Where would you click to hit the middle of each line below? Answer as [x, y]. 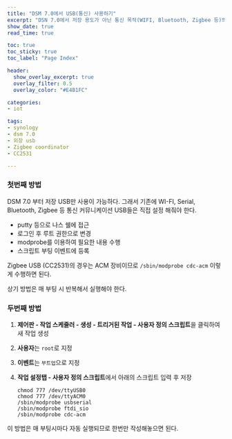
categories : [24, 102]
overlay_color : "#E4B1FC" [51, 90]
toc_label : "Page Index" [43, 58]
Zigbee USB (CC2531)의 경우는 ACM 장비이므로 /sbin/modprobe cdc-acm [108, 265]
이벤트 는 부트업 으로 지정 [48, 362]
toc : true [21, 46]
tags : [15, 122]
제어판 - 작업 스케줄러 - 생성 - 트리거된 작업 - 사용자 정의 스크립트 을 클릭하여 [118, 324]
